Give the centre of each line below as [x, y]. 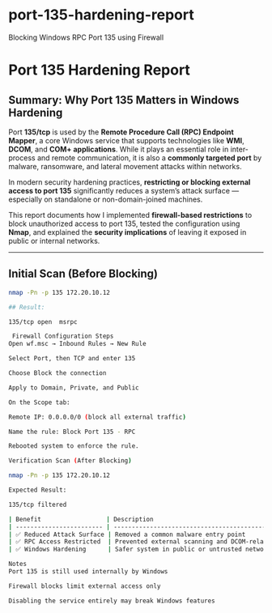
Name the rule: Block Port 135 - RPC [72, 432]
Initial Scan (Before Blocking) [83, 274]
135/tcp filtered [38, 504]
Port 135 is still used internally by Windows [88, 572]
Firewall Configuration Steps [63, 336]
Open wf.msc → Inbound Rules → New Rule [78, 344]
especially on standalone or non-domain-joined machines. [106, 199]
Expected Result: [38, 490]
